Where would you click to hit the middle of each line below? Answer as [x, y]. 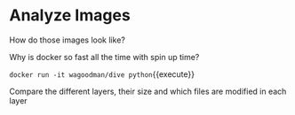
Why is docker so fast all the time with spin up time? [104, 57]
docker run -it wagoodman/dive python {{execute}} [102, 74]
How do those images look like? [68, 40]
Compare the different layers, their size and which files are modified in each [148, 91]
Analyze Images [70, 15]
